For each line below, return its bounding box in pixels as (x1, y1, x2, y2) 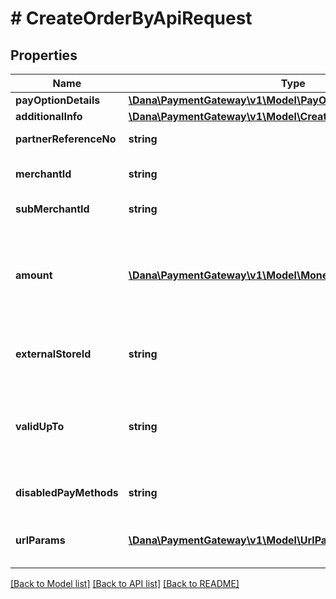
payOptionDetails (15, 93, 101, 107)
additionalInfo (15, 110, 83, 123)
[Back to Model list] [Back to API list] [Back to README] (10, 578, 240, 589)
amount (15, 268, 53, 282)
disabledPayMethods (15, 486, 119, 499)
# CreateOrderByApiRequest (10, 7, 253, 30)
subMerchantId (15, 202, 90, 216)
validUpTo (15, 420, 65, 433)
